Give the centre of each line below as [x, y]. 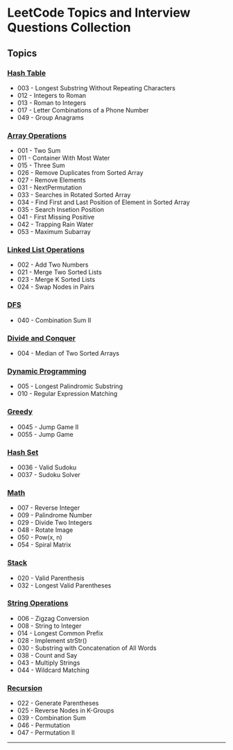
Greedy [20, 412]
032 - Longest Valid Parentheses [64, 585]
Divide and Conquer [42, 338]
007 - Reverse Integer [49, 508]
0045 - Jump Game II [48, 427]
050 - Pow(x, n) [40, 537]
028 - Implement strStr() [52, 640]
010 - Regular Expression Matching [67, 394]
